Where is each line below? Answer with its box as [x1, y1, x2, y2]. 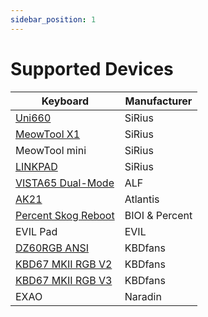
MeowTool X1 [15, 127, 81, 141]
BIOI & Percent [124, 208, 193, 222]
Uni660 [15, 111, 52, 125]
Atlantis [124, 192, 160, 206]
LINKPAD [15, 159, 58, 173]
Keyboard [41, 94, 89, 108]
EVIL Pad [15, 224, 58, 238]
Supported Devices [10, 57, 174, 80]
